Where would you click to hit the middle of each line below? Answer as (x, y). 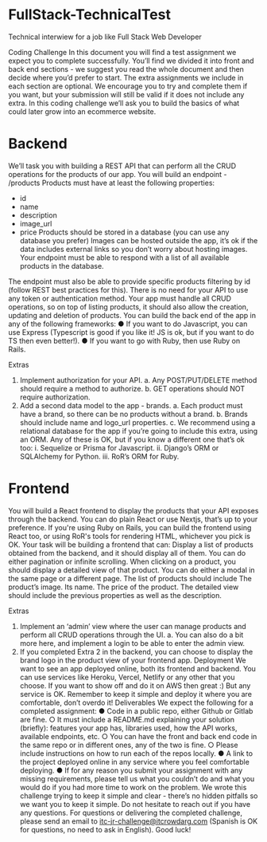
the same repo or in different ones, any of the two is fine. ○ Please (129, 745)
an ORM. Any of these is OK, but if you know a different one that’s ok (132, 439)
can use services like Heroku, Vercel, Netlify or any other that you (127, 677)
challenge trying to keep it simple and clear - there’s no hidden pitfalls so (139, 796)
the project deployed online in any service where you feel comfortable (135, 761)
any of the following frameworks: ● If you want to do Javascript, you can (128, 324)
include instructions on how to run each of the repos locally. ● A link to (136, 753)
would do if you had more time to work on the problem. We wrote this (133, 787)
